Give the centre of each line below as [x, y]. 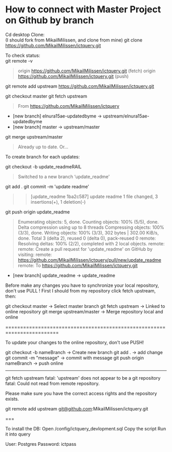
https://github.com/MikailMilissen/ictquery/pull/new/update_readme [89, 260]
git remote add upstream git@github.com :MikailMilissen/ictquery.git [77, 408]
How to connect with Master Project [83, 9]
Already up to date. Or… [43, 147]
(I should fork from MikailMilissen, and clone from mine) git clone [74, 40]
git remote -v [19, 61]
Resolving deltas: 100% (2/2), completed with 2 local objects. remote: [91, 243]
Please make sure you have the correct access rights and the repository [81, 393]
